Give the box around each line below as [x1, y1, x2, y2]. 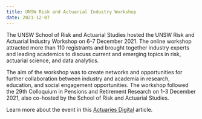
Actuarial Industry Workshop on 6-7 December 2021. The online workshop [6, 37, 192, 45]
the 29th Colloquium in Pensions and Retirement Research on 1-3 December [6, 88, 196, 95]
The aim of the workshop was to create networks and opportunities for [6, 68, 183, 76]
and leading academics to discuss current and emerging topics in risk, [6, 50, 181, 57]
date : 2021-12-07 [6, 14, 50, 21]
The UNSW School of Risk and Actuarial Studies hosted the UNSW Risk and [6, 31, 195, 38]
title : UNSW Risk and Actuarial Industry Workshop [6, 8, 137, 15]
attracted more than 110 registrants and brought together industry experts [6, 43, 189, 51]
